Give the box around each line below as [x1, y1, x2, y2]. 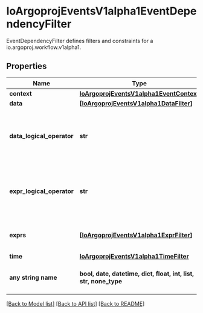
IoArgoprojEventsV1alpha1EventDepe [6, 4, 197, 18]
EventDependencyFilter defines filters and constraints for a [6, 37, 153, 44]
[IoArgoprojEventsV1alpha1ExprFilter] [79, 231, 193, 239]
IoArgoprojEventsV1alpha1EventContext [79, 89, 199, 97]
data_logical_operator [9, 131, 74, 140]
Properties [6, 61, 47, 71]
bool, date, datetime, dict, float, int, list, [79, 269, 195, 278]
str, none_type [79, 277, 123, 285]
